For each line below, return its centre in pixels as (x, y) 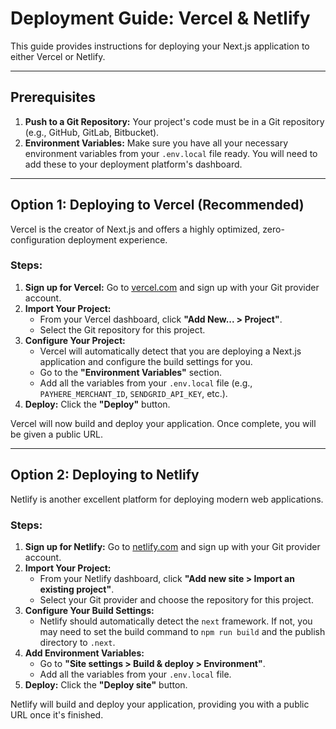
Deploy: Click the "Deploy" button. (97, 404)
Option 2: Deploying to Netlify (105, 475)
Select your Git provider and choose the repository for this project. (176, 599)
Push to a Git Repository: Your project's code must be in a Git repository (174, 121)
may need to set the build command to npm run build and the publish (182, 631)
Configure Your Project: (75, 340)
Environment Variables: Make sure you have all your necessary (156, 143)
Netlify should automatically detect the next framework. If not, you (176, 621)
